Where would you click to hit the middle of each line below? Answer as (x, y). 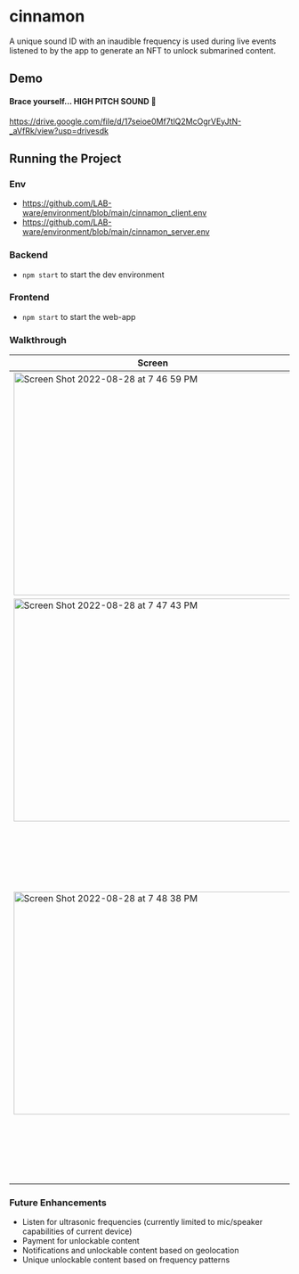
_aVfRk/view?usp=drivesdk (59, 130)
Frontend (29, 298)
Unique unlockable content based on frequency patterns (126, 1260)
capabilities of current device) (77, 1231)
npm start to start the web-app (79, 316)
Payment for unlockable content (81, 1241)
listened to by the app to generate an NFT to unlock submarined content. (142, 50)
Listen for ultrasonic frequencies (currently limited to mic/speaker (142, 1222)
